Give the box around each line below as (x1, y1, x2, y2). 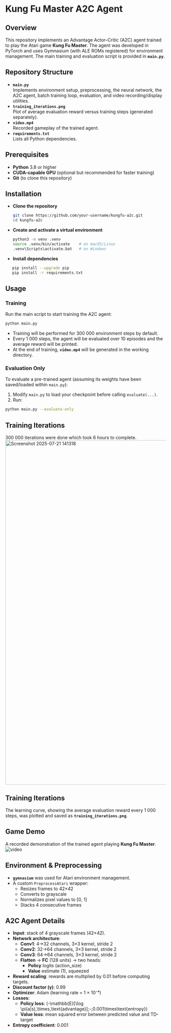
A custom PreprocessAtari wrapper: (12, 880, 89, 886)
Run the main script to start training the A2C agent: (5, 311, 112, 317)
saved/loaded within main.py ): (5, 382, 68, 388)
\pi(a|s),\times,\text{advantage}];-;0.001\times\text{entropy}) (20, 1006, 148, 1012)
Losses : (12, 995, 30, 1001)
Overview (5, 23, 37, 32)
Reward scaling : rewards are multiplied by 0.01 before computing (12, 973, 150, 979)
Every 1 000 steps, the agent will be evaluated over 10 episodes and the (12, 336, 163, 342)
